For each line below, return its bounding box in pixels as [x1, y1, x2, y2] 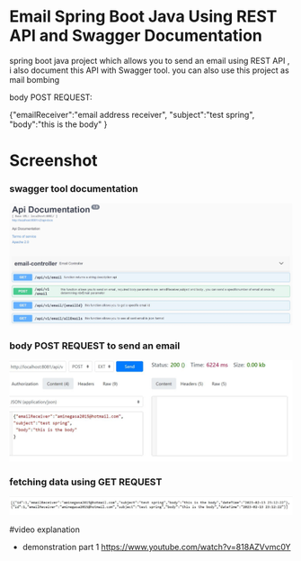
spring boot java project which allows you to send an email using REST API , [9, 55, 290, 66]
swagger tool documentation [9, 183, 138, 195]
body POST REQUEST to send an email [9, 339, 181, 352]
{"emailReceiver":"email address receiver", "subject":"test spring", [9, 109, 255, 120]
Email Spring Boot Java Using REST [9, 6, 278, 27]
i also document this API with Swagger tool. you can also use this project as [9, 65, 289, 76]
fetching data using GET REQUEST [9, 475, 163, 488]
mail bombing [9, 74, 60, 85]
